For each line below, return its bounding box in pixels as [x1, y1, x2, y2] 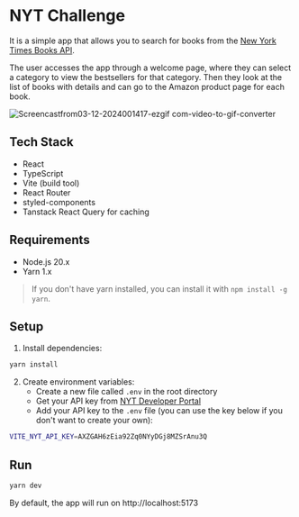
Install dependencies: [22, 343, 103, 354]
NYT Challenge [9, 5, 126, 26]
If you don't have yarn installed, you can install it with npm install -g [31, 283, 288, 294]
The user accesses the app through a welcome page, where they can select [9, 62, 292, 73]
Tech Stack [9, 134, 74, 150]
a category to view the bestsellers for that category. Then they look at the [9, 71, 282, 82]
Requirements [9, 232, 90, 248]
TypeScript [22, 168, 64, 178]
